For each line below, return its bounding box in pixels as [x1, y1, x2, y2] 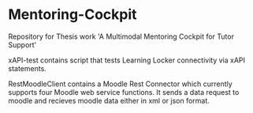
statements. [8, 63, 47, 73]
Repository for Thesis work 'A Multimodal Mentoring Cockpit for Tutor [8, 32, 235, 41]
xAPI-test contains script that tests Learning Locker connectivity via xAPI [8, 55, 246, 65]
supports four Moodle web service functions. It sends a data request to [8, 87, 240, 96]
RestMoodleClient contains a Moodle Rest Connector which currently [8, 79, 233, 89]
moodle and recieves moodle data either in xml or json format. [8, 96, 210, 105]
